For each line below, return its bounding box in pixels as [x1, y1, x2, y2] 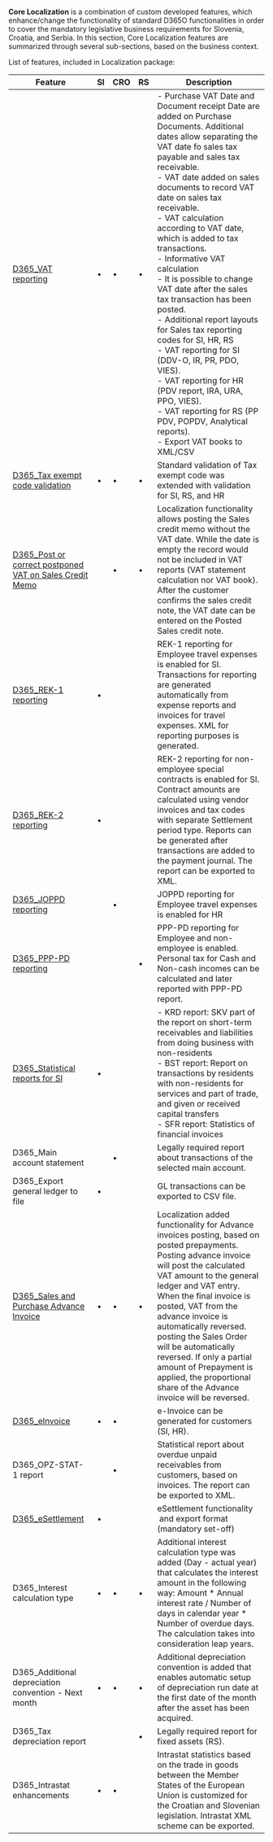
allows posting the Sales [157, 513, 250, 524]
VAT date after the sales [157, 284, 248, 295]
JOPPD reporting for [157, 888, 235, 900]
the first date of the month [157, 1692, 258, 1703]
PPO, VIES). [157, 395, 201, 406]
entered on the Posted [157, 615, 242, 626]
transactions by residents [157, 1067, 254, 1079]
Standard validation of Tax [157, 460, 258, 470]
